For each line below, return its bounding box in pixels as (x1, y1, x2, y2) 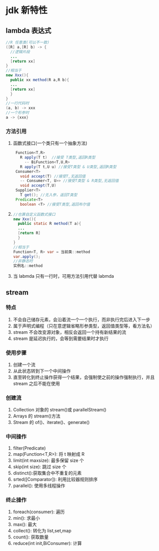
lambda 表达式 (6, 26, 51, 35)
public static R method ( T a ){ (18, 221, 81, 226)
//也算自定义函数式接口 (13, 212, 56, 217)
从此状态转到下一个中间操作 (13, 368, 71, 374)
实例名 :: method (13, 263, 43, 269)
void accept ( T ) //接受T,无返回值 (20, 173, 86, 179)
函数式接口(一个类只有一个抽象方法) (13, 140, 88, 146)
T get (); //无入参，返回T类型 (20, 193, 78, 198)
